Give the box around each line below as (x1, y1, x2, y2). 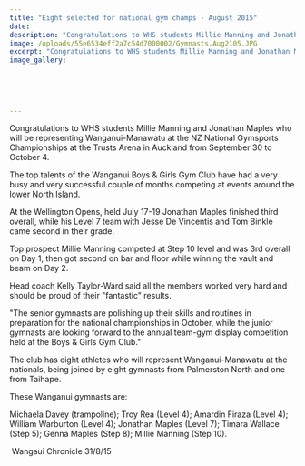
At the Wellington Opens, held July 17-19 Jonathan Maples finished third (9, 207, 279, 218)
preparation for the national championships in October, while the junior (9, 318, 274, 329)
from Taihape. (9, 374, 62, 385)
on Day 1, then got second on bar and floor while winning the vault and (9, 253, 274, 264)
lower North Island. (9, 188, 81, 200)
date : (9, 22, 30, 31)
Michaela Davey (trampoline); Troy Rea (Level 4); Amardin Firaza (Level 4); (9, 409, 289, 420)
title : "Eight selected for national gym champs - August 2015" (9, 13, 258, 23)
